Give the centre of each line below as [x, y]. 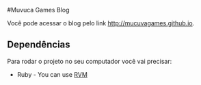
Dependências [39, 45]
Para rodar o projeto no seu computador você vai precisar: [90, 61]
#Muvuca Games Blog [38, 10]
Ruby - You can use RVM [52, 74]
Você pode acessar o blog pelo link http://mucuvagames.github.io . [101, 23]
